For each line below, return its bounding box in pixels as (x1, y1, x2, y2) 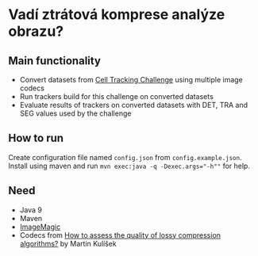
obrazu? (8, 22, 64, 40)
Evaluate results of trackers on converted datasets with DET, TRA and (19, 101, 248, 109)
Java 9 (19, 204, 42, 215)
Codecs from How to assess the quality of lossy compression (19, 230, 221, 239)
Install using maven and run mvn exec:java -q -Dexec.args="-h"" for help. (8, 161, 250, 170)
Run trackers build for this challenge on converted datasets (19, 92, 214, 101)
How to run (8, 132, 64, 145)
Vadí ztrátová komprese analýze (8, 6, 225, 24)
